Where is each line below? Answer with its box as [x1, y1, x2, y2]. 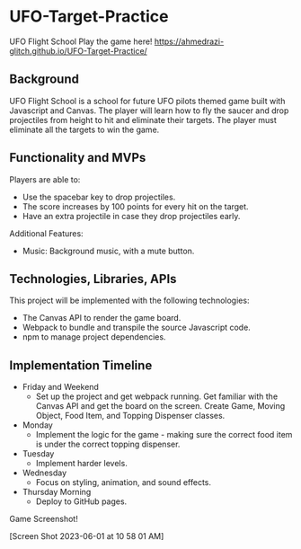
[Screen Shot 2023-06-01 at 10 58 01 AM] [9, 531, 164, 542]
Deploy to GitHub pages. [35, 496, 128, 507]
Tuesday [22, 448, 55, 459]
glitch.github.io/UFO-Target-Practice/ [9, 45, 148, 56]
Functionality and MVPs [9, 150, 146, 165]
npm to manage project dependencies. [22, 332, 166, 342]
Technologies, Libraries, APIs [9, 271, 177, 287]
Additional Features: [9, 227, 84, 239]
